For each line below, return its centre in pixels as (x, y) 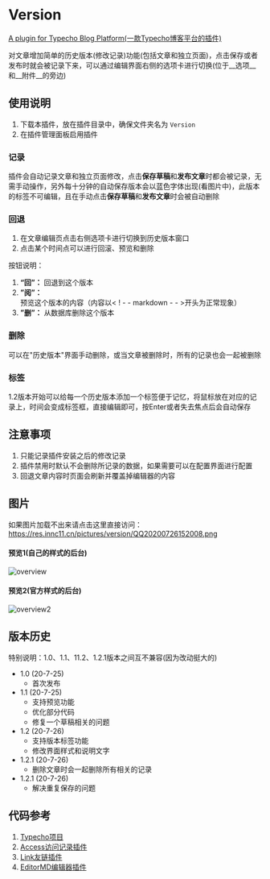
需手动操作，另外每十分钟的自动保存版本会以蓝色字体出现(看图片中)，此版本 (134, 186)
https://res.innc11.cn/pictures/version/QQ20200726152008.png (113, 533)
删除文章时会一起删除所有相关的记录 (92, 769)
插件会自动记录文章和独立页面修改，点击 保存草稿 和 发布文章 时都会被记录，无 (135, 176)
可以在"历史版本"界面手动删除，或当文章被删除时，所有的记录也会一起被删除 (135, 355)
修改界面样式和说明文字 (71, 750)
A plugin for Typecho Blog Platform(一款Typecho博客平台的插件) (115, 38)
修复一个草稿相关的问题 (71, 722)
